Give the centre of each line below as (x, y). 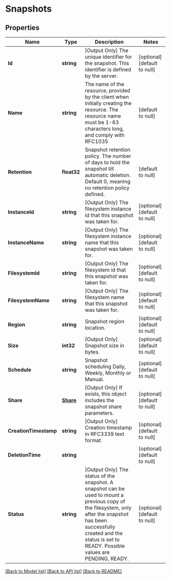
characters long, (104, 129)
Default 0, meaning (108, 181)
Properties (22, 28)
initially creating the (108, 103)
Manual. (94, 379)
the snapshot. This (107, 63)
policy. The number (108, 156)
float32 (71, 172)
